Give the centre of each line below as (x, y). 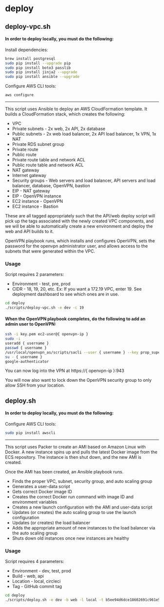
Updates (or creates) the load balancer (51, 523)
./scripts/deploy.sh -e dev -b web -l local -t (54, 600)
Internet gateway (29, 176)
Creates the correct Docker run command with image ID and (73, 497)
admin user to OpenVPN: (31, 324)
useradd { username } (27, 343)
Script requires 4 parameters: (35, 562)
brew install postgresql (30, 59)
